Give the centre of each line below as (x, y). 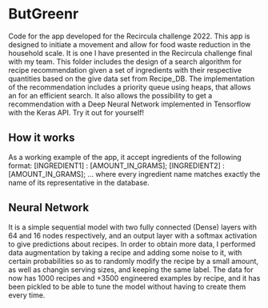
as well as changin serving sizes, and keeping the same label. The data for (131, 270)
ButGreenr (44, 14)
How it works (42, 138)
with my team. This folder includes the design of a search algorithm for (125, 62)
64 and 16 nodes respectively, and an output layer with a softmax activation (133, 235)
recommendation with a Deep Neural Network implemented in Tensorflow (130, 104)
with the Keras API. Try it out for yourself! (76, 112)
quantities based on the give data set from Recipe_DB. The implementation (132, 78)
